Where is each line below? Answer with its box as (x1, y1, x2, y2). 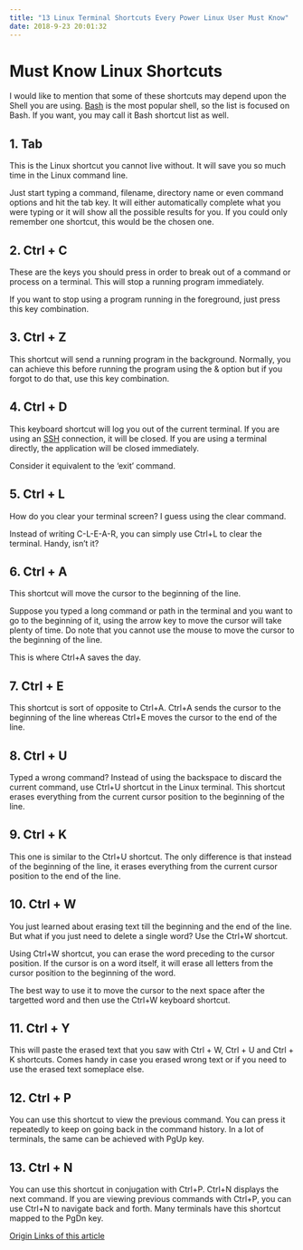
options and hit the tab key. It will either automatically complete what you (9, 197, 281, 208)
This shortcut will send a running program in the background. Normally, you (9, 354, 291, 364)
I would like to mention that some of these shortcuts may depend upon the (9, 91, 287, 102)
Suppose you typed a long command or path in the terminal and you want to (9, 606, 293, 616)
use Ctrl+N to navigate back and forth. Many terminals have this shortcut (9, 1203, 281, 1214)
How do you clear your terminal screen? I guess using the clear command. (9, 510, 287, 521)
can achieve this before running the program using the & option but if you (9, 363, 283, 374)
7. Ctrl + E (9, 678, 64, 693)
